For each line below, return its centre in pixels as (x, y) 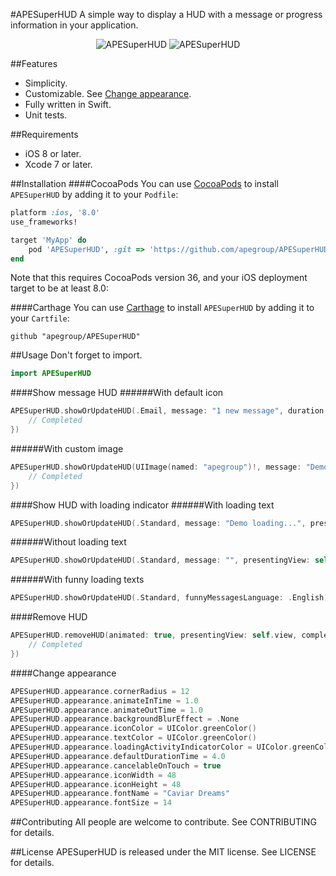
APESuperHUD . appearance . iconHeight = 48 (96, 784)
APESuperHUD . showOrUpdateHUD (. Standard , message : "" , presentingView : (160, 560)
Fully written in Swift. (68, 104)
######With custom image (67, 448)
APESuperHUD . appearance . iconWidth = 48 (93, 775)
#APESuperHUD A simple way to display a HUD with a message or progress (166, 14)
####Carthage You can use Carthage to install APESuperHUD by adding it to (162, 308)
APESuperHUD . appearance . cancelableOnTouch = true (116, 765)
